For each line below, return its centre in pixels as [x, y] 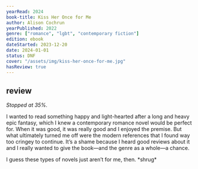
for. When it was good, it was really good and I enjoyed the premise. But [94, 129]
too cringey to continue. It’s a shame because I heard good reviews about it [98, 142]
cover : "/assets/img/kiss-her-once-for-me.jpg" [66, 61]
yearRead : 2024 [25, 12]
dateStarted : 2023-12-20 [37, 45]
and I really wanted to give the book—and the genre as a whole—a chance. [98, 148]
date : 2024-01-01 [28, 50]
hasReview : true [26, 67]
